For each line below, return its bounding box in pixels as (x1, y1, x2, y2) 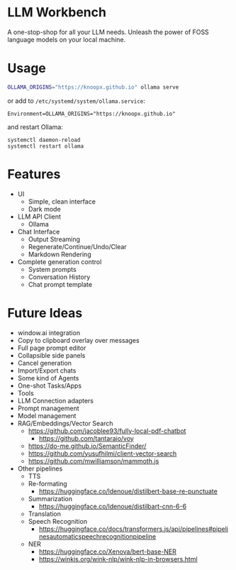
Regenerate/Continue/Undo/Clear (28, 242, 127, 251)
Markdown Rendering (28, 250, 91, 258)
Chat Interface (17, 227, 60, 236)
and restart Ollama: (7, 122, 64, 131)
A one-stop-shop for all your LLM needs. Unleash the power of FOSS (7, 28, 209, 36)
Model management (17, 411, 77, 420)
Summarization (28, 494, 73, 503)
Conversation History (28, 273, 91, 281)
